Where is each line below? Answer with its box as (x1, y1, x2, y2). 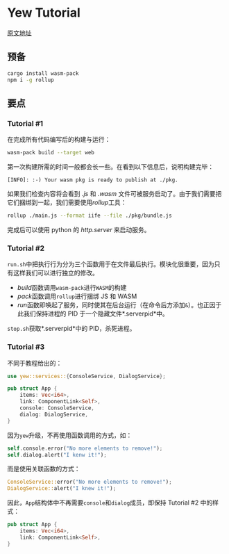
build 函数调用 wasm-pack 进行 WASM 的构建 (17, 284, 127, 292)
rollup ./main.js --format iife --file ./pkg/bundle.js (7, 212, 172, 220)
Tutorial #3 (7, 342, 45, 352)
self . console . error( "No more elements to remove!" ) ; (7, 445, 163, 452)
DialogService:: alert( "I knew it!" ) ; (7, 485, 117, 492)
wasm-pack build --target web (7, 149, 95, 156)
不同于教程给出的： (7, 359, 62, 367)
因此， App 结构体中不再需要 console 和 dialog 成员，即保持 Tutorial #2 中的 (7, 498, 213, 507)
